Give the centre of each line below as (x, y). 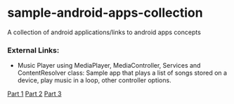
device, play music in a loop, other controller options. (94, 80)
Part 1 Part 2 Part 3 (34, 94)
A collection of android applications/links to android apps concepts (104, 32)
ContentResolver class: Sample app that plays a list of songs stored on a (122, 73)
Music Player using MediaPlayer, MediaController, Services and (109, 66)
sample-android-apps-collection (105, 13)
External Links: (33, 50)
